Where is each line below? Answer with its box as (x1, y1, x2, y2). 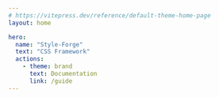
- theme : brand (22, 62, 73, 71)
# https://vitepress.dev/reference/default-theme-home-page (8, 11, 212, 20)
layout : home (8, 19, 52, 27)
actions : (15, 55, 44, 63)
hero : (8, 33, 26, 41)
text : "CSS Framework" (15, 48, 90, 56)
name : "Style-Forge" (15, 40, 83, 48)
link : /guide (29, 76, 73, 85)
